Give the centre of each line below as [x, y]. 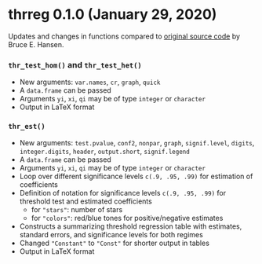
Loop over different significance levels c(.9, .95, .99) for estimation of [136, 176]
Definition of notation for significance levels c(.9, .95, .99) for [122, 192]
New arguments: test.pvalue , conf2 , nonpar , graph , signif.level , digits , [137, 142]
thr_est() [27, 126]
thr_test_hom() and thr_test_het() [75, 64]
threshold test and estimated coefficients [86, 201]
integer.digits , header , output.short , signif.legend [104, 151]
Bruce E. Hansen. [36, 44]
